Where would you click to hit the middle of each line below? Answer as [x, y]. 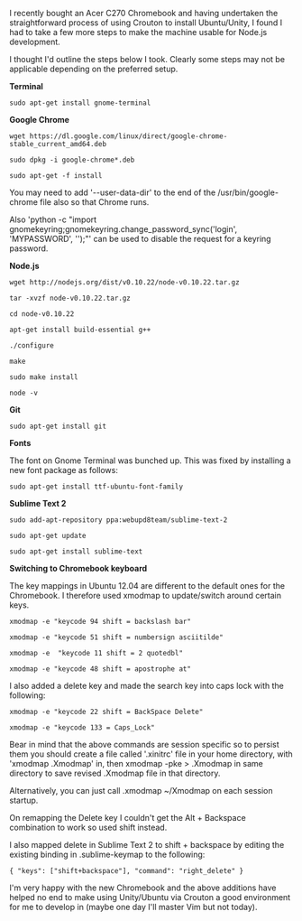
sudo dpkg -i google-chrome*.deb [72, 160]
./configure [32, 346]
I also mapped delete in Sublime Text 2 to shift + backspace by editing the [147, 845]
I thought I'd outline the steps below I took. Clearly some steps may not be [147, 59]
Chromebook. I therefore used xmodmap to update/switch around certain [146, 595]
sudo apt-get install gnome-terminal [80, 103]
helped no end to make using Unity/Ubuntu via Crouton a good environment [150, 897]
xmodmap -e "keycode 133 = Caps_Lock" [82, 728]
